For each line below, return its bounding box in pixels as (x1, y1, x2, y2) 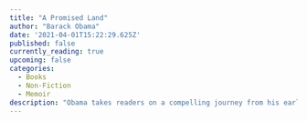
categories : (9, 65, 55, 74)
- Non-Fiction (17, 81, 71, 90)
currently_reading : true (9, 47, 104, 56)
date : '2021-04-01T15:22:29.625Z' (9, 30, 142, 39)
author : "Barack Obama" (9, 22, 101, 31)
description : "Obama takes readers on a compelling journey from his (9, 97, 281, 107)
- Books (17, 73, 48, 82)
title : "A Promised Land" (9, 13, 108, 23)
